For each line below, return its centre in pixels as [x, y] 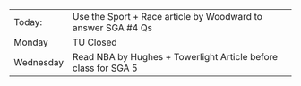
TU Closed [95, 42]
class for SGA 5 [105, 68]
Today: [28, 22]
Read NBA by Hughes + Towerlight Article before [175, 57]
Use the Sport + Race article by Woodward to [167, 17]
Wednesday [39, 62]
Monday [31, 42]
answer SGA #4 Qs [112, 28]
